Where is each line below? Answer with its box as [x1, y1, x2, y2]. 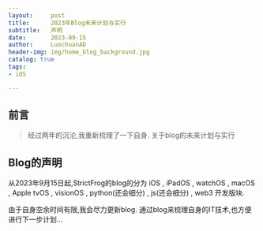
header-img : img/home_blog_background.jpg [8, 48, 150, 56]
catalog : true [8, 56, 55, 64]
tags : [8, 63, 26, 71]
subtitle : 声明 [8, 26, 63, 34]
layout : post [8, 11, 66, 20]
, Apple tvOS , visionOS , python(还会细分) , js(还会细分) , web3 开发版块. [8, 188, 245, 198]
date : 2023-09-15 [8, 33, 87, 42]
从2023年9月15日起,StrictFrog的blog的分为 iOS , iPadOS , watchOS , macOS [8, 178, 255, 188]
